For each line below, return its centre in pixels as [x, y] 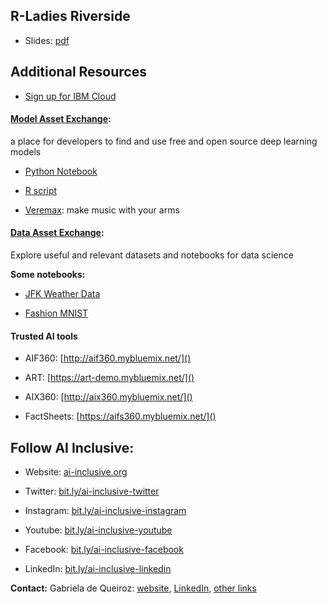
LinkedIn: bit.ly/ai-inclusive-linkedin [98, 569]
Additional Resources [78, 72]
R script [41, 190]
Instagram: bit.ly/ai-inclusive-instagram [105, 511]
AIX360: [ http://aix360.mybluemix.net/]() [108, 397]
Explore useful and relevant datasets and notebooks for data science [152, 255]
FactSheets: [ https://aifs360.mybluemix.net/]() [120, 416]
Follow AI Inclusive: [72, 447]
